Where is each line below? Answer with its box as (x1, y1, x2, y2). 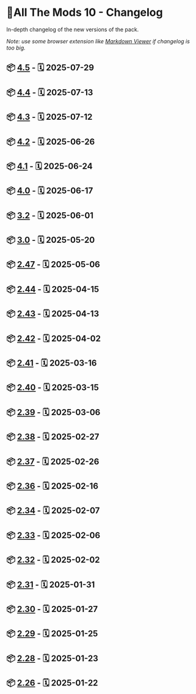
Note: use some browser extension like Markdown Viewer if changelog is (6, 37, 191, 45)
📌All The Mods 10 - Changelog (6, 6, 163, 20)
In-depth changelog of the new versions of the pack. (6, 26, 139, 33)
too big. (6, 44, 26, 51)
